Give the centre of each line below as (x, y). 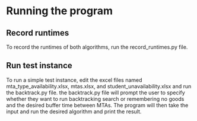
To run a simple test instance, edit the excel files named (74, 80)
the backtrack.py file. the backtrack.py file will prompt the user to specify (96, 93)
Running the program (60, 11)
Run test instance (39, 66)
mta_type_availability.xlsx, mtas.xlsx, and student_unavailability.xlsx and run (99, 86)
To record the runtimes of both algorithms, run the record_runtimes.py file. (97, 47)
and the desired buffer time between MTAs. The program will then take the (97, 105)
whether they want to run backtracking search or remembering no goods (95, 98)
